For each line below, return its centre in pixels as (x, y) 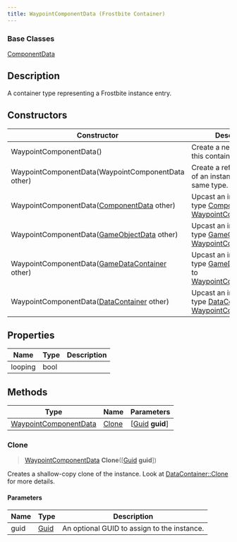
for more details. (31, 481)
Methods (28, 392)
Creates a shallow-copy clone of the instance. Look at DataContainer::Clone (118, 474)
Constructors (37, 115)
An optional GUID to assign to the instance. (133, 528)
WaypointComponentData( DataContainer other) (90, 301)
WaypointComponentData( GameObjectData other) (95, 234)
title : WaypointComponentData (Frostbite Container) (86, 14)
